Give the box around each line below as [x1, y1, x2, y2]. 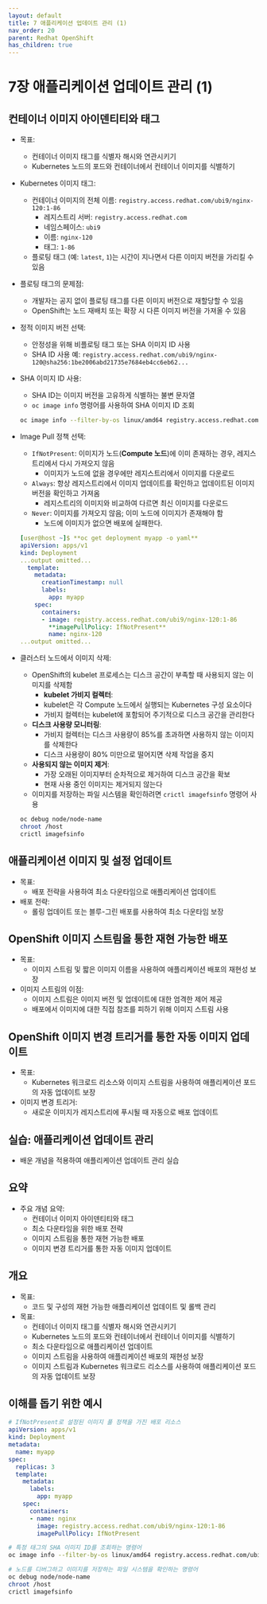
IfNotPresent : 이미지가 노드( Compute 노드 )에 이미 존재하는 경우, [31, 449, 236, 458]
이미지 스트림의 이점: [19, 985, 84, 994]
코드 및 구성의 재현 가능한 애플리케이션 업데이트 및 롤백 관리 [31, 1302, 216, 1311]
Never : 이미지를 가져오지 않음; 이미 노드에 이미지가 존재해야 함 [31, 509, 224, 517]
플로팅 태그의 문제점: [19, 279, 84, 289]
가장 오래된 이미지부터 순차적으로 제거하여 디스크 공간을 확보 [43, 770, 230, 779]
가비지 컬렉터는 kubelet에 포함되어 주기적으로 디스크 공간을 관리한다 [43, 710, 255, 720]
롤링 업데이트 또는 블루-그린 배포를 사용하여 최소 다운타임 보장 [31, 907, 224, 916]
